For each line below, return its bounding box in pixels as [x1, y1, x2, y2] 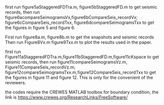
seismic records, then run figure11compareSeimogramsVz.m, [5, 59, 128, 65]
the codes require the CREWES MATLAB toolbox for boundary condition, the [5, 89, 159, 95]
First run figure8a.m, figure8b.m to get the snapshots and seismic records [5, 34, 154, 40]
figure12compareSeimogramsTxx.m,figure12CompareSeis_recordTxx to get [5, 70, 156, 75]
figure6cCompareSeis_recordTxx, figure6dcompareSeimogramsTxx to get [5, 19, 154, 25]
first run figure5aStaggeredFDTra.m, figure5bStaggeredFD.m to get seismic [5, 4, 158, 10]
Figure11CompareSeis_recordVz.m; [5, 64, 76, 70]
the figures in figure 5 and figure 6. [5, 25, 75, 31]
